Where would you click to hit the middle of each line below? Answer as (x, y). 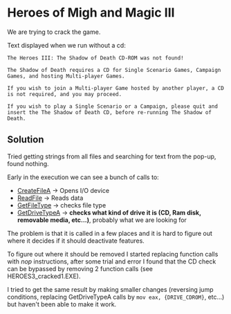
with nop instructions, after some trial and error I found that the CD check (112, 261)
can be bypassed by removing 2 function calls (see (80, 268)
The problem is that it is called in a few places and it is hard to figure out (110, 233)
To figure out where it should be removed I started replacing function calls (113, 254)
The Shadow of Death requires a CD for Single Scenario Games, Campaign (114, 70)
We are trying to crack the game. (54, 32)
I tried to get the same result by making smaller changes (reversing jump (110, 289)
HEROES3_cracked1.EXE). (44, 276)
